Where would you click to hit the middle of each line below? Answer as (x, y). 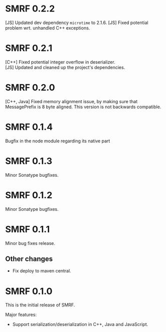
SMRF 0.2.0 (30, 88)
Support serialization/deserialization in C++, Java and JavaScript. (80, 324)
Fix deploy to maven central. (42, 271)
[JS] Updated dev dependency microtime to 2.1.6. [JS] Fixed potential (77, 23)
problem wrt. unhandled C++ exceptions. (48, 28)
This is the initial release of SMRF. (40, 305)
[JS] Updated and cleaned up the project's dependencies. (65, 67)
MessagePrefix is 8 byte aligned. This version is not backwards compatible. (83, 107)
